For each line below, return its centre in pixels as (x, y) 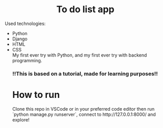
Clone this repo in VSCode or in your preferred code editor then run (83, 109)
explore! (21, 120)
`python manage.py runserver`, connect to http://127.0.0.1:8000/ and (84, 114)
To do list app (85, 9)
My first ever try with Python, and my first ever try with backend (79, 55)
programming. (27, 60)
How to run (36, 95)
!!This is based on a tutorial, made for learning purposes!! (85, 73)
